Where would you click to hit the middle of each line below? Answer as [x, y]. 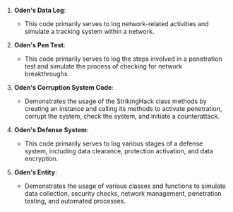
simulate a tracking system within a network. [89, 31]
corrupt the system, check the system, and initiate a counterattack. [122, 116]
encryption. [41, 159]
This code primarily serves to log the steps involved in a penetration [123, 59]
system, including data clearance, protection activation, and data [119, 151]
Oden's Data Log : [40, 10]
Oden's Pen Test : [40, 45]
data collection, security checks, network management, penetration [123, 193]
